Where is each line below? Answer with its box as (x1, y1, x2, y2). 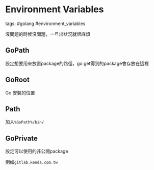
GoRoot (5, 76, 30, 84)
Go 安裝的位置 (5, 89, 35, 95)
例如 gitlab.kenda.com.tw (5, 159, 58, 165)
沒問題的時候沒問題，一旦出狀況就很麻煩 (5, 31, 90, 37)
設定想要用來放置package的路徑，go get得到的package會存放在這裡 (5, 60, 149, 66)
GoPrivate (5, 134, 38, 142)
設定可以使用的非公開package (5, 148, 68, 154)
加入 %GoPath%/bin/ (5, 119, 44, 125)
